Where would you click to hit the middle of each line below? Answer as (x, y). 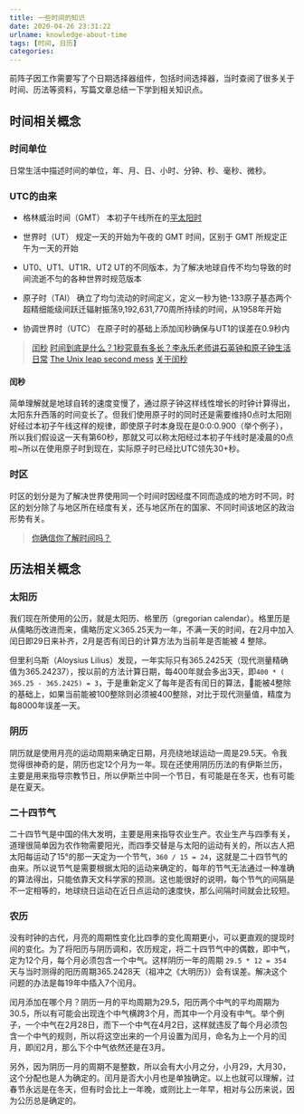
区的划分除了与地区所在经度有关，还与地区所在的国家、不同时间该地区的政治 (152, 507)
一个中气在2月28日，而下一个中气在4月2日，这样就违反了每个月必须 (152, 1025)
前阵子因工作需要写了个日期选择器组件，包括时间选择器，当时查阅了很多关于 (152, 79)
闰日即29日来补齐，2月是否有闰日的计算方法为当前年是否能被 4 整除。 (140, 641)
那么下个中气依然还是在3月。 (116, 1048)
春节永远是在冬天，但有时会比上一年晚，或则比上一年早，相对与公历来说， (148, 1090)
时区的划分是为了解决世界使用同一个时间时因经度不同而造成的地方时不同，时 (152, 495)
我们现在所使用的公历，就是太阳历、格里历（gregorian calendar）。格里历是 (150, 619)
